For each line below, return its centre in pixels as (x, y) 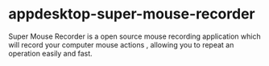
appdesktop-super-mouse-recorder (132, 14)
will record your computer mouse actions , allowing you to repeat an (121, 44)
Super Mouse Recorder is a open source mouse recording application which (134, 36)
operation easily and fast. (50, 53)
